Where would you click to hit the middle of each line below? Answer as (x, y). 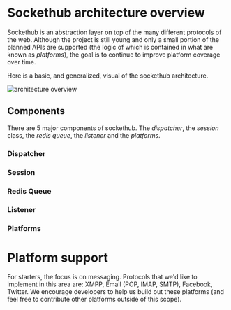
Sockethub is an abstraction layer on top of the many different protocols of (114, 32)
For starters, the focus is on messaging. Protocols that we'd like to (102, 277)
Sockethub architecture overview (106, 13)
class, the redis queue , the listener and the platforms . (84, 135)
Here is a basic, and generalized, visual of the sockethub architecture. (108, 76)
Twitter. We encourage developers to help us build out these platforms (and (116, 292)
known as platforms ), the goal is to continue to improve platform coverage (114, 55)
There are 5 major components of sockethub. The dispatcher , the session (113, 128)
